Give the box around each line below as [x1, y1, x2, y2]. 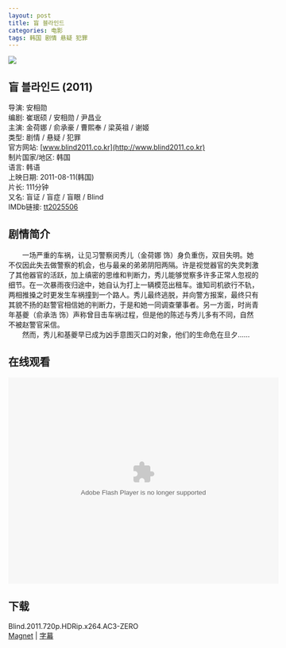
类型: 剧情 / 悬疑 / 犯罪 [8, 133, 81, 142]
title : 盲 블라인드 [8, 19, 65, 27]
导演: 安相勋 [8, 103, 48, 112]
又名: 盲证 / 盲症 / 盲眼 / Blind [8, 192, 104, 202]
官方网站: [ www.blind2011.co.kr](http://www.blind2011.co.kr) [8, 142, 206, 152]
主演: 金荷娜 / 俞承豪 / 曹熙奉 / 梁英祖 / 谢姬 [8, 122, 149, 132]
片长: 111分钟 [8, 182, 49, 192]
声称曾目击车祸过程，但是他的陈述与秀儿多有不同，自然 [72, 309, 254, 319]
